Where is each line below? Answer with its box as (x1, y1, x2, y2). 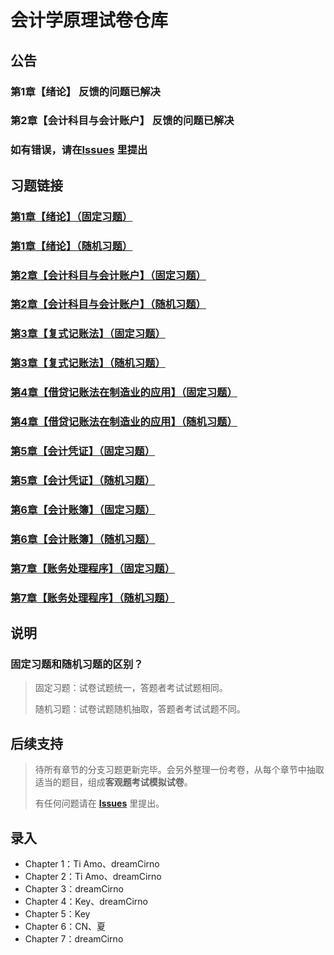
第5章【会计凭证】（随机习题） (10, 473, 156, 487)
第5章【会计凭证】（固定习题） (10, 444, 156, 458)
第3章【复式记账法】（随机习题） (10, 356, 166, 370)
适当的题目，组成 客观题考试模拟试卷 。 (34, 776, 193, 788)
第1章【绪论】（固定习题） (10, 209, 133, 223)
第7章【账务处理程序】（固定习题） (10, 561, 176, 575)
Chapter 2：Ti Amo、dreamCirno (24, 870, 162, 882)
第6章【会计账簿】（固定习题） (10, 502, 156, 516)
